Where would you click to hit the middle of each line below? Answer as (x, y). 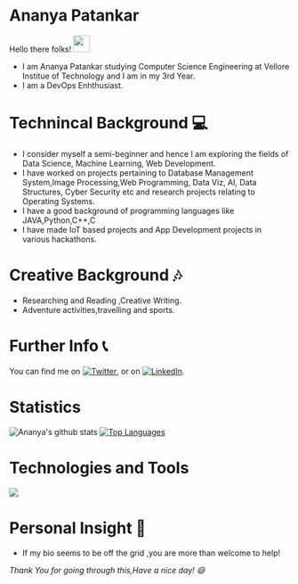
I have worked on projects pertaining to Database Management (137, 173)
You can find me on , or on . (97, 371)
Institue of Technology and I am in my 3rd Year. (109, 76)
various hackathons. (59, 239)
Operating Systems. (58, 201)
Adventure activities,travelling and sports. (98, 309)
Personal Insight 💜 (78, 528)
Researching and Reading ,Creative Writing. (102, 300)
